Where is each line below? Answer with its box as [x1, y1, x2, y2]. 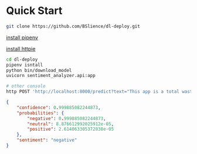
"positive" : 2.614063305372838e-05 [27, 127, 114, 132]
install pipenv [6, 34, 38, 41]
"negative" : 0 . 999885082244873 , [27, 116, 107, 121]
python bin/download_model [6, 67, 72, 73]
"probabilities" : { [16, 110, 64, 116]
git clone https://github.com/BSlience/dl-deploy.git [6, 23, 141, 29]
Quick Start [6, 4, 63, 17]
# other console [6, 83, 46, 89]
